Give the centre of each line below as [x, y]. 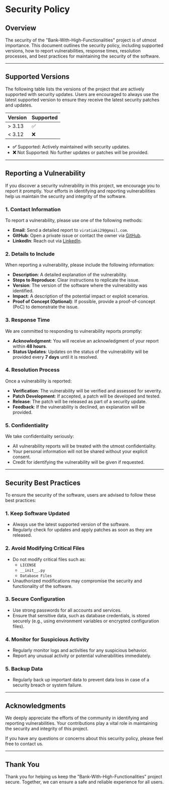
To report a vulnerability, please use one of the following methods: [74, 220]
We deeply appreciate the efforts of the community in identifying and [77, 718]
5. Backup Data [24, 669]
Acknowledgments [36, 706]
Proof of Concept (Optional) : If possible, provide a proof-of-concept [84, 302]
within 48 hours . [30, 346]
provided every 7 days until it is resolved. [55, 357]
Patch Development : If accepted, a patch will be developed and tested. [87, 396]
